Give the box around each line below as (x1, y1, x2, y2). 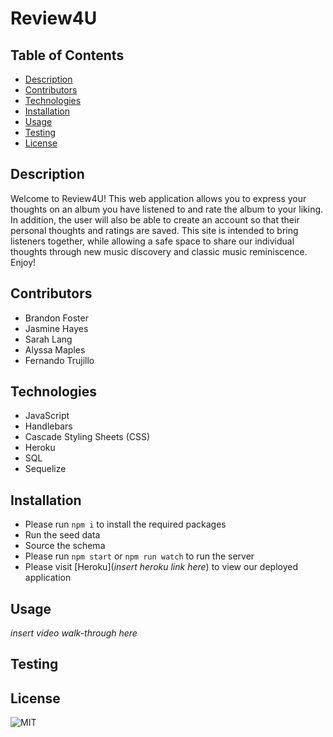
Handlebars (24, 420, 73, 432)
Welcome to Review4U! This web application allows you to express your (10, 192, 307, 204)
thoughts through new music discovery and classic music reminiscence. (10, 245, 308, 257)
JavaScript (24, 410, 70, 422)
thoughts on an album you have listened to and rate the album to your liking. (10, 203, 324, 215)
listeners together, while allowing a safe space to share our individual (10, 235, 295, 247)
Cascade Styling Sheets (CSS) (24, 431, 151, 443)
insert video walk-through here (10, 627, 138, 639)
